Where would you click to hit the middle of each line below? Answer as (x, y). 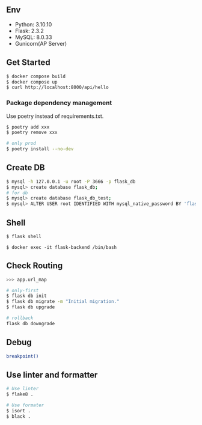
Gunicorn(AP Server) (41, 43)
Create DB (26, 168)
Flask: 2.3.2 (29, 31)
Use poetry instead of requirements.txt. (55, 116)
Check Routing (35, 266)
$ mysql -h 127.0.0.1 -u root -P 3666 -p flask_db (71, 182)
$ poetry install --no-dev (40, 149)
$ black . (19, 416)
